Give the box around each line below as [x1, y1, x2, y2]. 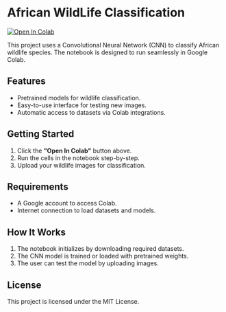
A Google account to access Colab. [16, 199, 118, 208]
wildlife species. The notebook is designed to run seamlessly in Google [7, 48, 208, 56]
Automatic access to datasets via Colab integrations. [16, 108, 166, 116]
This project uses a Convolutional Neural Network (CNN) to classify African [7, 41, 220, 49]
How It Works [7, 226, 66, 238]
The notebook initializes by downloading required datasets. [16, 245, 184, 253]
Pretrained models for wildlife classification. [16, 93, 141, 102]
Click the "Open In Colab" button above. [16, 146, 132, 155]
